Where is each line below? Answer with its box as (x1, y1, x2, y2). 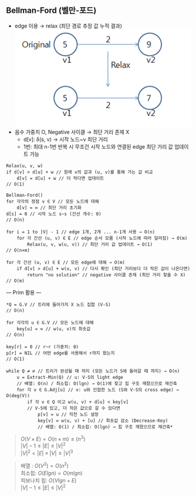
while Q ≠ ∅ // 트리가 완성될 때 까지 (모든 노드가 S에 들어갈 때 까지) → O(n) (6, 368, 180, 374)
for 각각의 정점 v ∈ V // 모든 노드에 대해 (6, 199, 99, 204)
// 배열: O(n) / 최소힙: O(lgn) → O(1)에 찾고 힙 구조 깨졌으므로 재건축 (16, 381, 177, 387)
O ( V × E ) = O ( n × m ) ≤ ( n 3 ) (20, 434, 86, 442)
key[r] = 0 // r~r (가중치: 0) (6, 344, 79, 350)
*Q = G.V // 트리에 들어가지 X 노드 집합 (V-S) (6, 302, 111, 308)
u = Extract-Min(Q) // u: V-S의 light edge (16, 375, 123, 381)
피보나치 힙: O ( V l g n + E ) (20, 476, 77, 483)
